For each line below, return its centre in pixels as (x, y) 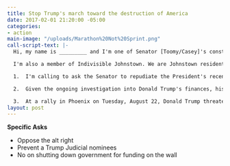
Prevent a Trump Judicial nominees (67, 147)
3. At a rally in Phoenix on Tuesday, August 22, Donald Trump (107, 101)
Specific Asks (27, 127)
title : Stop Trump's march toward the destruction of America (98, 13)
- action (20, 33)
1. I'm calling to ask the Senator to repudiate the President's (110, 76)
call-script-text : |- (38, 45)
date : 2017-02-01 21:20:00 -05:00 (56, 20)
